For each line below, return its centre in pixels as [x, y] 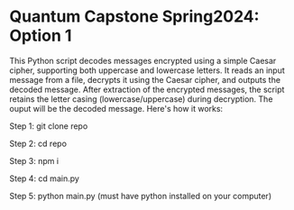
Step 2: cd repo [38, 143]
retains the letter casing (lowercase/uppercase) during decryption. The [141, 99]
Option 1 [41, 36]
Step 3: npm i [34, 160]
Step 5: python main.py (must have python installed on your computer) [141, 196]
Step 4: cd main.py [44, 178]
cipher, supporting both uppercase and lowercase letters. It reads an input [147, 70]
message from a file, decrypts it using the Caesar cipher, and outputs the [145, 79]
